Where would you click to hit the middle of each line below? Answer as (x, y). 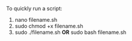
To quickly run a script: (34, 8)
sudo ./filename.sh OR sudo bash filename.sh (70, 32)
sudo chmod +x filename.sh (49, 26)
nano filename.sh (36, 20)
